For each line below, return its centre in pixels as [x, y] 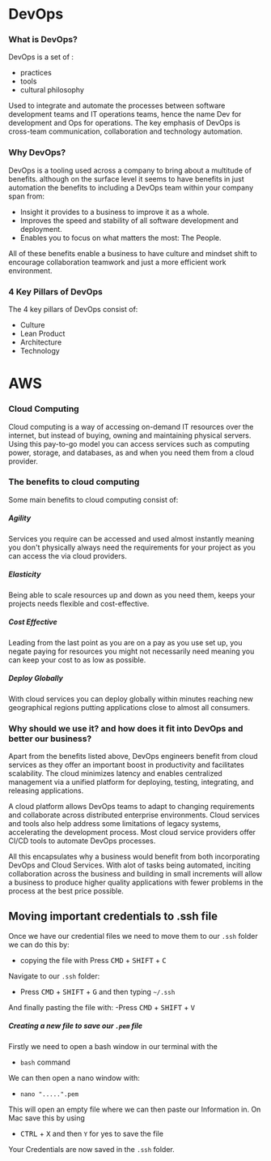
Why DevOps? [37, 152]
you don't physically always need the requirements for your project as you [132, 547]
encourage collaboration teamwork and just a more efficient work [117, 262]
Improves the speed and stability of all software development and [129, 221]
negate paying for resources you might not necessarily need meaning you [131, 651]
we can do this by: [39, 945]
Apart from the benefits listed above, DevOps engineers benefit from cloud [133, 756]
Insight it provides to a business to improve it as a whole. [114, 212]
